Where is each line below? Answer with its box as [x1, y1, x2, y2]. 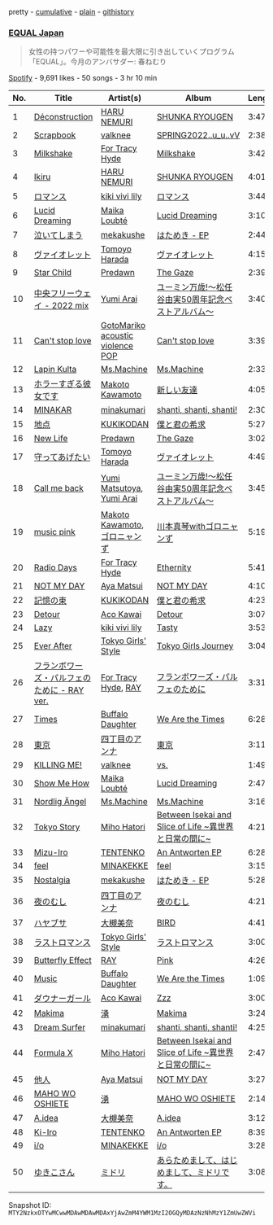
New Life [33, 433, 68, 444]
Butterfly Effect [33, 955, 92, 966]
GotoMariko [100, 320, 146, 331]
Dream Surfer [33, 1022, 86, 1033]
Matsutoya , [100, 483, 144, 494]
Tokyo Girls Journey [157, 641, 234, 652]
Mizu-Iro [33, 847, 68, 858]
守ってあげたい [33, 452, 91, 463]
